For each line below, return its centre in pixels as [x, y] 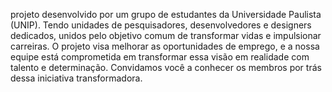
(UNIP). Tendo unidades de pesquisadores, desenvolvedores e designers [161, 25]
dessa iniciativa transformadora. [76, 78]
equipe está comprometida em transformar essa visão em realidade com [160, 57]
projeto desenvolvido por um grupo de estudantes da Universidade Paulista [166, 14]
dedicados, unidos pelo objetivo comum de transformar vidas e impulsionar [166, 35]
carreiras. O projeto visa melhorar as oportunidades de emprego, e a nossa [165, 46]
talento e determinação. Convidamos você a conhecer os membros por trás [166, 67]
